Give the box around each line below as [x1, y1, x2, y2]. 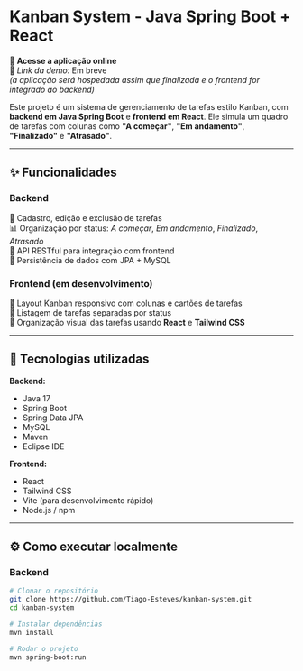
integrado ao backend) [9, 84, 95, 95]
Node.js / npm [22, 504, 76, 515]
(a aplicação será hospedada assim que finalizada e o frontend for [9, 74, 260, 85]
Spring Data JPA [22, 412, 84, 423]
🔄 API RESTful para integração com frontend [9, 245, 175, 256]
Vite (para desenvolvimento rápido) [22, 494, 154, 506]
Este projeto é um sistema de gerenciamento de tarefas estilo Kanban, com [9, 101, 289, 112]
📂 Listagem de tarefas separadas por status [9, 307, 172, 317]
